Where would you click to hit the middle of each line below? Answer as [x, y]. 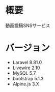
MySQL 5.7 [24, 73]
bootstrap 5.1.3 [28, 78]
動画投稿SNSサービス [28, 25]
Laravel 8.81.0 [27, 62]
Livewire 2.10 [26, 68]
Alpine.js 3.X [26, 84]
